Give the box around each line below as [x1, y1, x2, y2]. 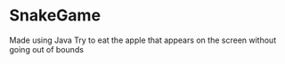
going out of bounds [9, 44, 85, 54]
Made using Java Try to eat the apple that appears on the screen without [9, 35, 277, 45]
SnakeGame [9, 5, 101, 26]
